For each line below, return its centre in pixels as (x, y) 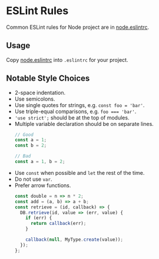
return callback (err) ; (58, 224)
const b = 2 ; (31, 145)
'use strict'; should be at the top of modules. (72, 117)
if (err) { (39, 218)
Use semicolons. (35, 99)
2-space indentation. (40, 92)
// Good (24, 135)
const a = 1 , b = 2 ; (40, 162)
